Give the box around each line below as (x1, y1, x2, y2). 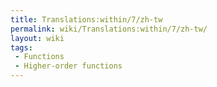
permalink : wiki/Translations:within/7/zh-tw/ (10, 24, 208, 34)
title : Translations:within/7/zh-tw (10, 14, 163, 25)
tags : (10, 42, 33, 53)
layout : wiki (10, 33, 65, 43)
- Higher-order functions (14, 61, 123, 71)
